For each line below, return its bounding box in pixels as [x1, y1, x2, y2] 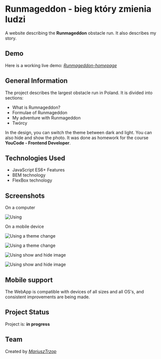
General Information [5, 77, 68, 85]
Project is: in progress [5, 321, 50, 327]
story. [5, 35, 17, 41]
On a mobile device [5, 224, 44, 230]
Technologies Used [5, 154, 65, 162]
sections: [5, 95, 23, 101]
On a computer [5, 205, 36, 211]
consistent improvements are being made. [5, 294, 90, 300]
